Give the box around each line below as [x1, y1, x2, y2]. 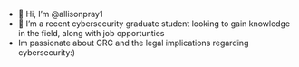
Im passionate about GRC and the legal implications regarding [17, 37, 249, 48]
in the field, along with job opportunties [17, 28, 165, 38]
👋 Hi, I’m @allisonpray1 [17, 9, 103, 19]
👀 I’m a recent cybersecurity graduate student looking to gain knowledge [17, 18, 291, 29]
